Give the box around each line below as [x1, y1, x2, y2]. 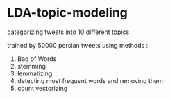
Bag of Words [17, 54, 57, 63]
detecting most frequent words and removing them [17, 76, 163, 84]
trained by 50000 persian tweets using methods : [7, 41, 148, 49]
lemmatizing [17, 69, 53, 78]
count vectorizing [17, 84, 68, 92]
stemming [17, 62, 46, 70]
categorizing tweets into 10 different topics [7, 28, 130, 36]
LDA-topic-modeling [7, 5, 128, 21]
